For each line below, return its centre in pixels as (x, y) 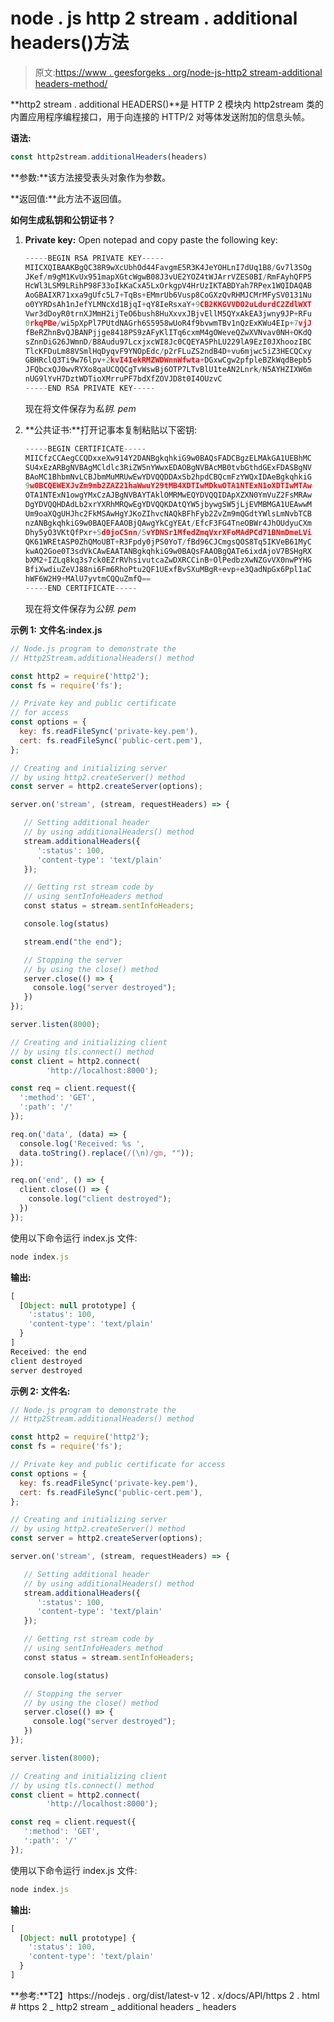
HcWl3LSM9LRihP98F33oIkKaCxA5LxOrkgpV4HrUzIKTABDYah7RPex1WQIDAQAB (168, 286)
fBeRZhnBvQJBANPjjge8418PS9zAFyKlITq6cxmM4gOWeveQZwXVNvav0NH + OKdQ (168, 332)
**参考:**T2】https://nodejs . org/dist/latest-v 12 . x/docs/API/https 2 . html (165, 1995)
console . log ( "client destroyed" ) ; (100, 1199)
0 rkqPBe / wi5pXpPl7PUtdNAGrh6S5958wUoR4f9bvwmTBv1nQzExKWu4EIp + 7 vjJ (168, 323)
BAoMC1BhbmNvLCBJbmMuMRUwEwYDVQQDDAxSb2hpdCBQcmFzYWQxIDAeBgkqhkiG (168, 477)
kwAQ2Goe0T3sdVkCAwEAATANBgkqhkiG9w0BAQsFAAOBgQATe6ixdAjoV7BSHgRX (168, 551)
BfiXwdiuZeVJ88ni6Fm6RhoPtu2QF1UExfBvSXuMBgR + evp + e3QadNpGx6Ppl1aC (168, 570)
